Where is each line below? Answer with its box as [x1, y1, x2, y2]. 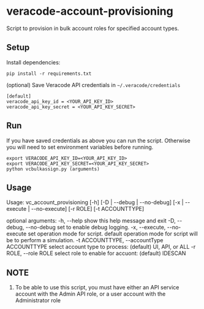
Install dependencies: [6, 58, 61, 66]
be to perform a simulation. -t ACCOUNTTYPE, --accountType [6, 237, 164, 244]
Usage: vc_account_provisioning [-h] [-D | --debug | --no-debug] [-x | [6, 199, 184, 206]
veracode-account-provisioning [6, 4, 173, 18]
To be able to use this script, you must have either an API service [15, 284, 179, 291]
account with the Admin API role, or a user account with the [15, 290, 166, 298]
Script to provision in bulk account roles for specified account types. [6, 25, 179, 32]
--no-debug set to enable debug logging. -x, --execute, [25, 224, 166, 231]
